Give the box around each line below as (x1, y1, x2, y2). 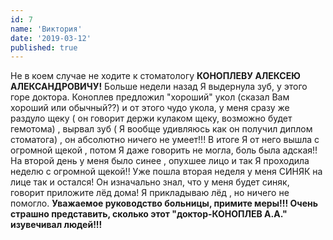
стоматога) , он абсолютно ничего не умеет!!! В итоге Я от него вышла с (10, 134, 320, 146)
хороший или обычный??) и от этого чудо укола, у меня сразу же (10, 102, 290, 114)
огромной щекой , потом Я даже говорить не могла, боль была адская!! (10, 144, 318, 156)
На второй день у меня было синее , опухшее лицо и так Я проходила (10, 155, 310, 167)
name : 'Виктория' (10, 24, 83, 34)
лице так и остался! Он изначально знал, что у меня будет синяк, (10, 176, 290, 188)
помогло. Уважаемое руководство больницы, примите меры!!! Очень (10, 197, 318, 210)
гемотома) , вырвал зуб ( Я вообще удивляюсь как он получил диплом (10, 123, 313, 135)
